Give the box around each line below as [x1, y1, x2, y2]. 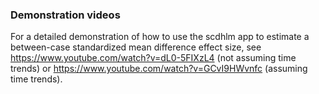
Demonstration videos [10, 8, 121, 22]
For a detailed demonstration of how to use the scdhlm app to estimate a [10, 31, 310, 43]
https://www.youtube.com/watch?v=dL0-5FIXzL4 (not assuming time [10, 52, 297, 64]
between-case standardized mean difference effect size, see [10, 41, 262, 53]
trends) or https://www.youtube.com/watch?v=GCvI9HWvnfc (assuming [10, 63, 308, 75]
